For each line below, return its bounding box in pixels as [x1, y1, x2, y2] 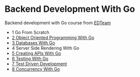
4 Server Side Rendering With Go [11, 45, 79, 51]
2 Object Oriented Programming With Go [11, 35, 95, 40]
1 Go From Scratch [11, 29, 50, 35]
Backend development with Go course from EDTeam [4, 20, 111, 26]
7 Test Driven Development [11, 61, 67, 67]
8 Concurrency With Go [11, 66, 60, 72]
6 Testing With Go [11, 55, 49, 61]
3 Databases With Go [11, 39, 55, 45]
